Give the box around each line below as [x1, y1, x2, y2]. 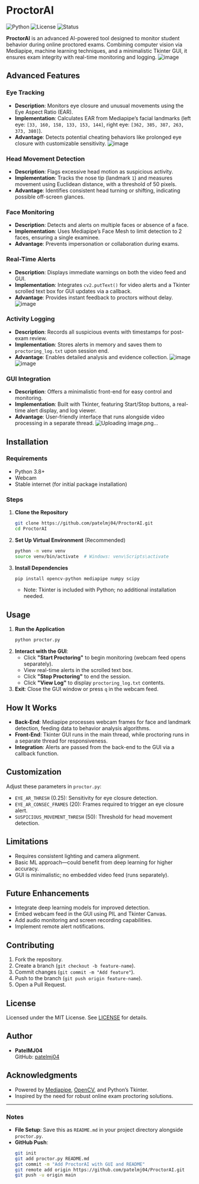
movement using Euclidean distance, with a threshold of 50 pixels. [14, 180, 177, 187]
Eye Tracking [6, 88, 45, 97]
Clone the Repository [14, 509, 68, 516]
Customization [6, 767, 62, 777]
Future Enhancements [6, 888, 90, 898]
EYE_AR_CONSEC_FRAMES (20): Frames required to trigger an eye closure [14, 801, 184, 808]
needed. [23, 593, 44, 600]
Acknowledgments [6, 1070, 78, 1080]
